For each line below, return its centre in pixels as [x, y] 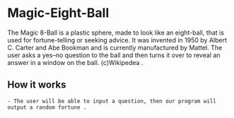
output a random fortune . [47, 107]
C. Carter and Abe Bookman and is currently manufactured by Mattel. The [115, 47]
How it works [37, 85]
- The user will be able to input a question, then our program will [112, 101]
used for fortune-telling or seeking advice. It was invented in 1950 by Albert [117, 40]
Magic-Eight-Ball [58, 13]
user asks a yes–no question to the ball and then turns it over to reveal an [114, 55]
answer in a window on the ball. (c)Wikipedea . [75, 62]
